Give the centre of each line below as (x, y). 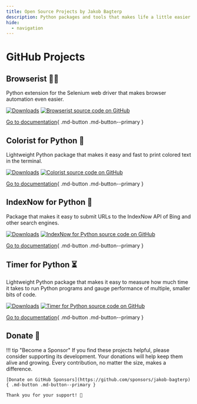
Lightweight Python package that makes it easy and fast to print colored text (98, 155)
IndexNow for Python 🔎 (49, 202)
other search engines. (33, 223)
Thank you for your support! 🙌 (44, 395)
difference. (19, 369)
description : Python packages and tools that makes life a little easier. (100, 17)
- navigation (27, 28)
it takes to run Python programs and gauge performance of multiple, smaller (98, 288)
